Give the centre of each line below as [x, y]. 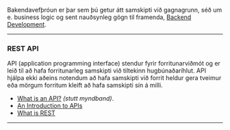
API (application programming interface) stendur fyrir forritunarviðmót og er [114, 64]
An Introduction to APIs [50, 106]
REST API [23, 49]
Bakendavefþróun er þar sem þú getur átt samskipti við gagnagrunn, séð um [115, 10]
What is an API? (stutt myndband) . [65, 99]
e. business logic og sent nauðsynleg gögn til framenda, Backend [99, 17]
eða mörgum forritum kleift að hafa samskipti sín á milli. [85, 86]
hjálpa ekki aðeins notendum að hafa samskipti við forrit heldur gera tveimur [114, 78]
